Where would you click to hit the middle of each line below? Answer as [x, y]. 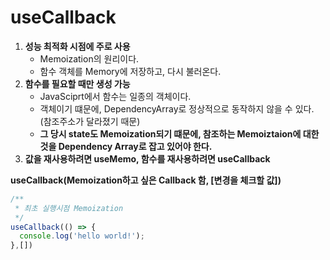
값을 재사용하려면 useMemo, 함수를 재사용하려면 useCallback [147, 158]
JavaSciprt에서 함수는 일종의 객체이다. [115, 96]
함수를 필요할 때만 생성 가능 [77, 83]
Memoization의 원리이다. [89, 58]
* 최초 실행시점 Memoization [69, 208]
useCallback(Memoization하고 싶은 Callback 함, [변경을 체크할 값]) [146, 180]
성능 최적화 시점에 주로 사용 [77, 46]
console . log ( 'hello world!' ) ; [82, 236]
